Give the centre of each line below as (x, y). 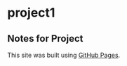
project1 (31, 13)
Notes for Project (45, 39)
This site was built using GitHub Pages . (64, 55)
